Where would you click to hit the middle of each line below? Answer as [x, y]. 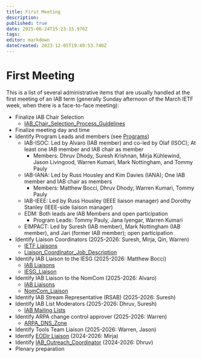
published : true [27, 23]
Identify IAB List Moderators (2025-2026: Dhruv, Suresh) [86, 303]
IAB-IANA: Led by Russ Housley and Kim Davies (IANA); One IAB [105, 175]
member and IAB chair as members [68, 181]
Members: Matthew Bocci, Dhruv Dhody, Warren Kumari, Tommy [114, 188]
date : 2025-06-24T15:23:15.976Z [47, 29]
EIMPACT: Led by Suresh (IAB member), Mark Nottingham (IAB [102, 226]
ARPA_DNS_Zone [46, 323]
